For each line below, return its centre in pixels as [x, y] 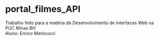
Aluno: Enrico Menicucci [30, 33]
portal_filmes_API [43, 9]
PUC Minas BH [21, 28]
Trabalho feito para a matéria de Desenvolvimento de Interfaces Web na [79, 23]
